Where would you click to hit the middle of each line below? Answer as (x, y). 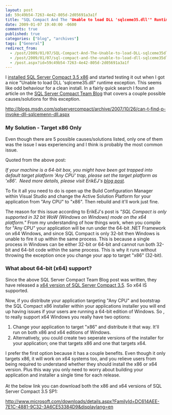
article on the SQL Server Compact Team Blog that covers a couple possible (85, 93)
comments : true (21, 29)
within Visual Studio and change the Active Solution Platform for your (78, 196)
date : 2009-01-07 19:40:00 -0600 (41, 24)
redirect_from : (21, 48)
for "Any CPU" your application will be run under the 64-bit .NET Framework (86, 228)
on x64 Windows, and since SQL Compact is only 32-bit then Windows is (82, 233)
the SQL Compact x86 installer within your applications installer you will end (85, 306)
